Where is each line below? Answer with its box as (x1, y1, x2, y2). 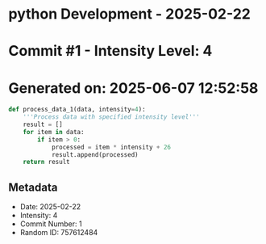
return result (23, 158, 70, 166)
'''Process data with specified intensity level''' (23, 113, 200, 121)
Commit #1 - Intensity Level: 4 (8, 42, 213, 61)
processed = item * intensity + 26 (51, 143, 172, 151)
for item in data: (23, 128, 85, 136)
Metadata (8, 180, 58, 194)
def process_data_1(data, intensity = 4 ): (8, 106, 147, 114)
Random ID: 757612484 (19, 228, 98, 238)
